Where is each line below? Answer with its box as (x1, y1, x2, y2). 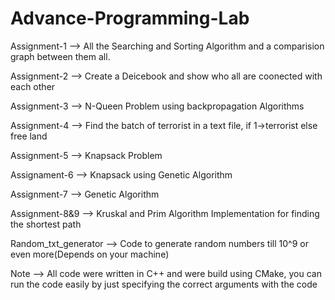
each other (10, 80, 56, 92)
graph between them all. (10, 50, 111, 62)
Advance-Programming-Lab (10, 7, 250, 30)
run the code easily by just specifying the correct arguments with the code (10, 278, 318, 290)
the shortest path (10, 218, 82, 230)
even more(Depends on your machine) (10, 248, 170, 260)
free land (10, 130, 48, 142)
